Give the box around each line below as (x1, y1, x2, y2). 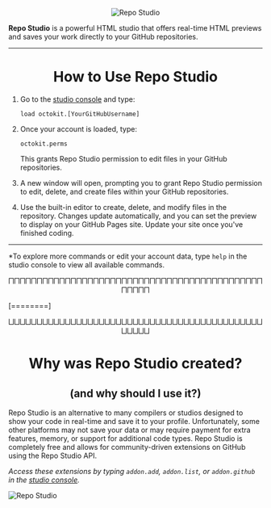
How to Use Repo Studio (52, 68, 219, 86)
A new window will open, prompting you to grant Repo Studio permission (19, 178, 262, 187)
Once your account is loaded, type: (19, 124, 137, 133)
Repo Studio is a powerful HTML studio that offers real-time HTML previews (8, 23, 262, 32)
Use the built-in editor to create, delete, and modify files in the (19, 202, 227, 212)
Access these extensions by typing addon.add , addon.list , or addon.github (8, 466, 256, 476)
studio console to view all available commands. (8, 259, 165, 270)
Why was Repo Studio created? (28, 355, 243, 373)
